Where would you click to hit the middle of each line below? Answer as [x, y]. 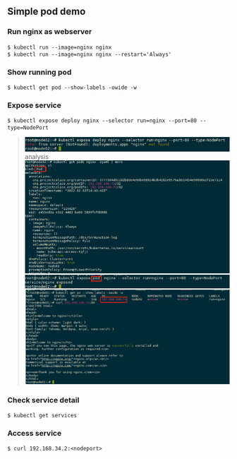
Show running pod [39, 72]
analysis [37, 156]
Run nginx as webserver [50, 32]
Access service [35, 434]
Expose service [34, 105]
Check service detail [43, 400]
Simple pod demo [47, 12]
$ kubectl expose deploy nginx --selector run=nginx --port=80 [102, 121]
